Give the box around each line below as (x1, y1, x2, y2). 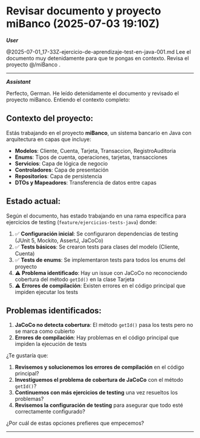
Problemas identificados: (6, 305, 102, 316)
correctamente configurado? (14, 408, 85, 415)
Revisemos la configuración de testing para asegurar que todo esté (14, 402, 183, 409)
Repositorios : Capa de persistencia (14, 172, 102, 180)
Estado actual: (6, 196, 61, 207)
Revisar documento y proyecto (6, 4, 161, 18)
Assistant (6, 78, 31, 85)
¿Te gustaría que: (6, 352, 49, 359)
